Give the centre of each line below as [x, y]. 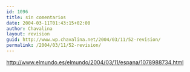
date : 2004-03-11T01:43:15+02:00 [48, 23]
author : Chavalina [29, 28]
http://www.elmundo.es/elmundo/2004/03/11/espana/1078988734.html [95, 62]
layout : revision [28, 34]
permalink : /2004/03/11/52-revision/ [54, 46]
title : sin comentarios [36, 17]
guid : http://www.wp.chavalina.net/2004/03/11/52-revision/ [84, 40]
